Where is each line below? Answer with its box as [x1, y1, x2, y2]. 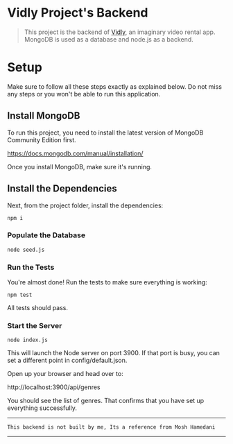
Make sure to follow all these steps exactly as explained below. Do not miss [7, 82, 222, 91]
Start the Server [7, 321, 62, 331]
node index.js [7, 336, 49, 344]
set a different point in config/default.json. [7, 356, 128, 365]
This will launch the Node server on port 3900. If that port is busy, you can [7, 349, 221, 357]
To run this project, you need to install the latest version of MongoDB [7, 128, 204, 137]
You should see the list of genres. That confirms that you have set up [7, 397, 205, 405]
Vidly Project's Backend [7, 5, 148, 21]
